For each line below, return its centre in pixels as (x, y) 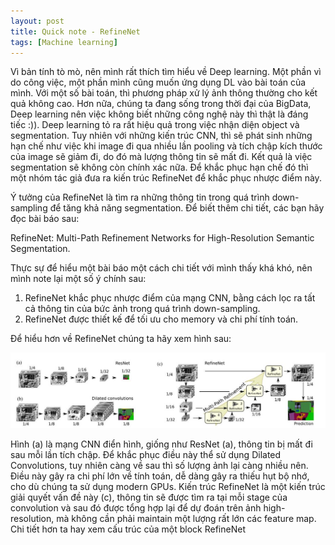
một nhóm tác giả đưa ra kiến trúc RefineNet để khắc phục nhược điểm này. (166, 178)
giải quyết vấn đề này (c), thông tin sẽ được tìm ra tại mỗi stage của (149, 497)
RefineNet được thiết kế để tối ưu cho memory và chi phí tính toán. (161, 319)
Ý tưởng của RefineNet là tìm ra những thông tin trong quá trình (140, 197)
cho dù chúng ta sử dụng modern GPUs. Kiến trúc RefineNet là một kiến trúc (168, 486)
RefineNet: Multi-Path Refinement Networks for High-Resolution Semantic (162, 238)
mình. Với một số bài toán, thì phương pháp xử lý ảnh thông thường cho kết (164, 93)
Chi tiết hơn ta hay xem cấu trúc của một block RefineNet (128, 529)
